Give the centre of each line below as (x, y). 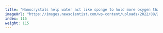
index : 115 (16, 18)
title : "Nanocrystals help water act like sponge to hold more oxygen (78, 9)
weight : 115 (17, 23)
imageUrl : (15, 14)
